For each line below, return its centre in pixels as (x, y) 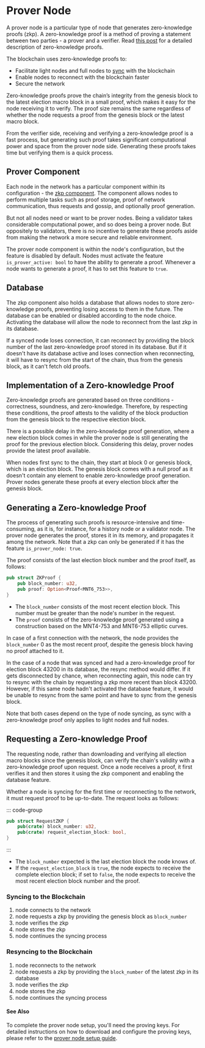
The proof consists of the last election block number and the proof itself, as (101, 560)
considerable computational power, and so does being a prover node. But (99, 224)
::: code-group (24, 810)
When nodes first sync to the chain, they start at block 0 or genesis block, (99, 463)
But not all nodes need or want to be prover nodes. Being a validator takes (99, 218)
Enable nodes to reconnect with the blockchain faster (82, 77)
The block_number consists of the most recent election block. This (98, 606)
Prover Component (43, 172)
